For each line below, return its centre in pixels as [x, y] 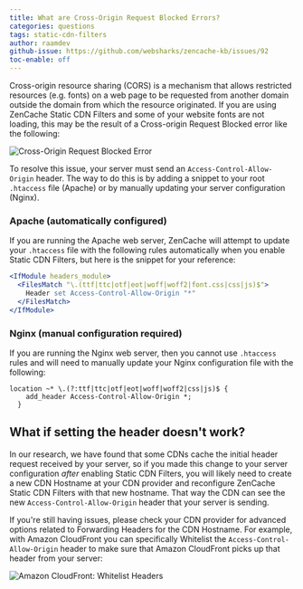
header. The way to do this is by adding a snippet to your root [150, 178]
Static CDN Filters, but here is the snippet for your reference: [123, 260]
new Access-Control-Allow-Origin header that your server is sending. [139, 502]
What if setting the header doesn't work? [128, 432]
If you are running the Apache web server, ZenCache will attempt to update [150, 241]
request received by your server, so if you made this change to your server [149, 463]
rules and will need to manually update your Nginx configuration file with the [151, 362]
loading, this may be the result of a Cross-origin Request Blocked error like [148, 124]
